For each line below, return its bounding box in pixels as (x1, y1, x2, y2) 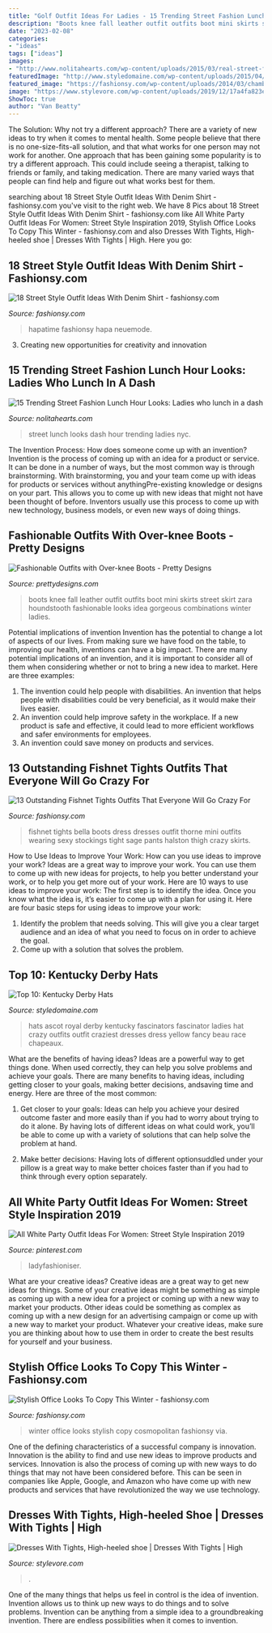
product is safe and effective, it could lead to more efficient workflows (19, 720, 255, 730)
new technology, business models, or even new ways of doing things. (8, 505, 241, 515)
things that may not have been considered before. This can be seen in (8, 1468, 242, 1477)
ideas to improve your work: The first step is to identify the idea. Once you (8, 886, 257, 896)
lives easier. (19, 703, 61, 713)
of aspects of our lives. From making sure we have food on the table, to (8, 636, 246, 646)
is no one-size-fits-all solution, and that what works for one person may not (8, 142, 261, 152)
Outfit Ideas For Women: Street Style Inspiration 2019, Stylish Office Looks (8, 218, 257, 228)
